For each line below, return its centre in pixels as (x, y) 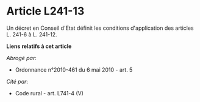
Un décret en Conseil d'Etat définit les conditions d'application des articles (100, 28)
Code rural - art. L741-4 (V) (49, 93)
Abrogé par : (21, 58)
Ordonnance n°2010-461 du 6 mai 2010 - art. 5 (74, 70)
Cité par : (17, 81)
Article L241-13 (45, 11)
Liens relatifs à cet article (39, 46)
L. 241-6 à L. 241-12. (32, 34)
